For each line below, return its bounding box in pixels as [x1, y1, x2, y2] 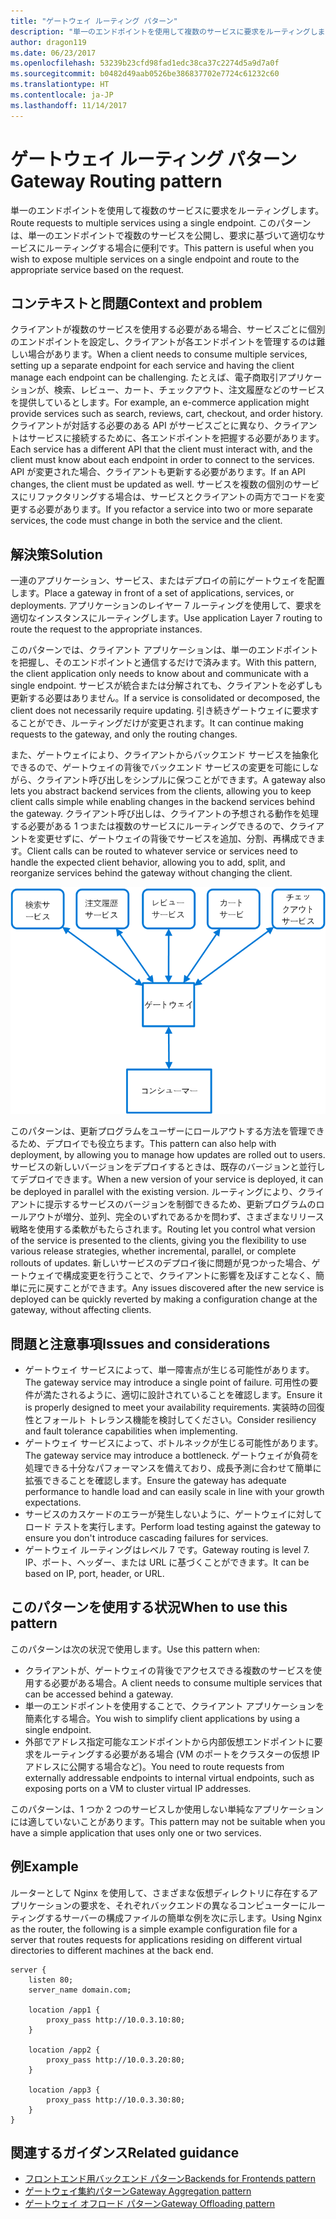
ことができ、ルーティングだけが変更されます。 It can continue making [18, 717, 304, 729]
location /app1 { [28, 2005, 101, 2015]
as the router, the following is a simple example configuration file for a [10, 1923, 298, 1935]
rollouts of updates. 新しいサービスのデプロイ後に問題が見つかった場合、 [10, 1257, 312, 1269]
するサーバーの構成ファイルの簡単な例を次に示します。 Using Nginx [44, 1911, 323, 1924]
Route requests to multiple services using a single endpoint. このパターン [10, 216, 312, 229]
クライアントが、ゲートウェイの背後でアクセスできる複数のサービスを [24, 1664, 313, 1676]
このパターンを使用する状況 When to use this [10, 1599, 288, 1616]
